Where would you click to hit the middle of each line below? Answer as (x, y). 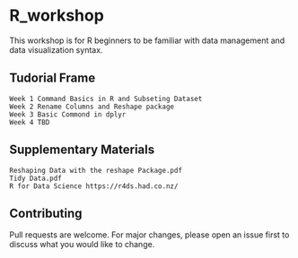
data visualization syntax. (56, 49)
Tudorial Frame (53, 78)
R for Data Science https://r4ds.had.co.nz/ (94, 186)
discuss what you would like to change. (82, 245)
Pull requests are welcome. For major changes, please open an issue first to (149, 235)
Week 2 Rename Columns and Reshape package (92, 107)
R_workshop (57, 16)
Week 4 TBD (30, 122)
